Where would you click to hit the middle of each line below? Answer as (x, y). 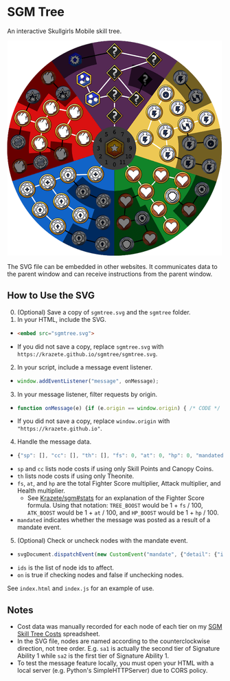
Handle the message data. (54, 442)
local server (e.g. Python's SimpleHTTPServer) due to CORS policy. (112, 670)
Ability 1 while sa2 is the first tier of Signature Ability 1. (93, 656)
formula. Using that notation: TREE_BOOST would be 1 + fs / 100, (115, 506)
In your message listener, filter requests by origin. (87, 394)
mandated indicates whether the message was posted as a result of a (114, 520)
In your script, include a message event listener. (85, 367)
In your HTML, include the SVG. (61, 319)
